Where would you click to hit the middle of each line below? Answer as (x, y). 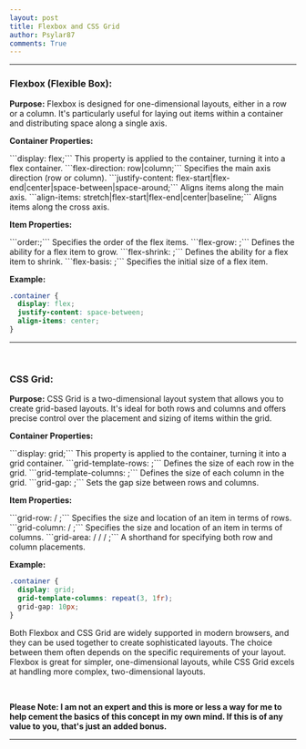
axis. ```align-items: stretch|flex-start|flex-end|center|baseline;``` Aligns (143, 197)
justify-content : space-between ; (81, 313)
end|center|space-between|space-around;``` (94, 187)
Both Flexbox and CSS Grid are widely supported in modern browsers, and (149, 632)
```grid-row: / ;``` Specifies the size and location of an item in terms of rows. (151, 518)
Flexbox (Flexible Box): (61, 84)
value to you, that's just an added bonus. (88, 726)
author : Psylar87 (42, 35)
